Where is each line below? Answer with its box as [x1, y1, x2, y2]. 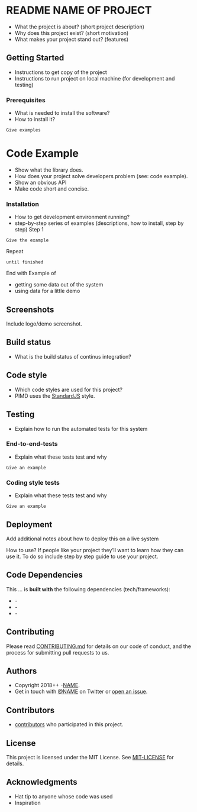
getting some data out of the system [14, 281, 104, 288]
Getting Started [6, 53, 64, 63]
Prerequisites [6, 96, 46, 104]
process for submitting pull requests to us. [6, 649, 109, 656]
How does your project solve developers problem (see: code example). [14, 172, 188, 179]
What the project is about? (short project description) [14, 23, 145, 30]
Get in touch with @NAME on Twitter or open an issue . [14, 688, 148, 695]
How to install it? [14, 116, 55, 123]
